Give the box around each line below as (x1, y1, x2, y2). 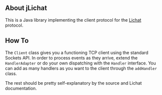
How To (5, 36, 29, 45)
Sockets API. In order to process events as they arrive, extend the (5, 55, 138, 61)
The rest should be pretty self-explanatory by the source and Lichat (5, 80, 142, 86)
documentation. (5, 85, 37, 91)
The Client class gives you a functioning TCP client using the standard (5, 49, 149, 56)
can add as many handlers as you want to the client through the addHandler (5, 65, 157, 71)
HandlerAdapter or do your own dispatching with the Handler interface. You (5, 60, 156, 66)
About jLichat (5, 4, 48, 12)
